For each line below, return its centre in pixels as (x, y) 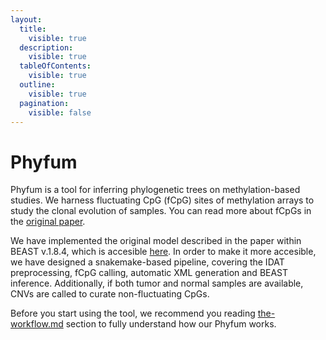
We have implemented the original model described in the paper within (156, 241)
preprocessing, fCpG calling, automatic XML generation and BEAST (149, 273)
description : (46, 47)
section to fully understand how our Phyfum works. (171, 324)
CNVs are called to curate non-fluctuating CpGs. (110, 294)
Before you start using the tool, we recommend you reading (133, 313)
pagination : (44, 103)
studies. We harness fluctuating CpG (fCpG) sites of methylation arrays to (162, 200)
